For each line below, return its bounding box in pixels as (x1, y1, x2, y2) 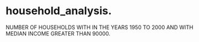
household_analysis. (5, 4, 112, 18)
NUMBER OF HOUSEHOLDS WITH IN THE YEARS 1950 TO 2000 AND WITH (5, 24, 194, 31)
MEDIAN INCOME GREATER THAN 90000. (5, 30, 111, 37)
